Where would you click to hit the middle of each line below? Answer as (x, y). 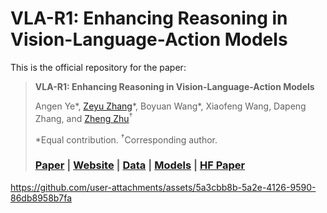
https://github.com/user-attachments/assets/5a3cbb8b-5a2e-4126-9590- (163, 187)
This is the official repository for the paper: (98, 67)
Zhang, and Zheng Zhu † (83, 117)
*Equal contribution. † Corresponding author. (126, 139)
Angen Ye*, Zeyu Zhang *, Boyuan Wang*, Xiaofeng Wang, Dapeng (170, 106)
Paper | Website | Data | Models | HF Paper (140, 165)
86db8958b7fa (41, 198)
